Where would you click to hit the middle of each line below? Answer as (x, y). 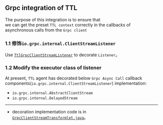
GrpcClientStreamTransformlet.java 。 (50, 118)
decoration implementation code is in (49, 112)
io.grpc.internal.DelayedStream (45, 98)
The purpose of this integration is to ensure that (53, 19)
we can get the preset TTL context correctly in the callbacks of (68, 25)
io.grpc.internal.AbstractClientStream (52, 93)
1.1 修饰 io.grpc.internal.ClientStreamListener (60, 43)
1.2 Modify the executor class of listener (53, 68)
